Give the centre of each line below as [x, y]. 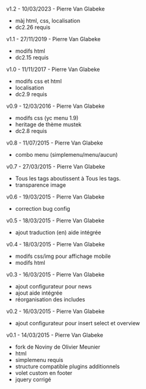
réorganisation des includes [50, 299]
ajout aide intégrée [39, 293]
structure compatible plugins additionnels [68, 366]
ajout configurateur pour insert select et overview [78, 323]
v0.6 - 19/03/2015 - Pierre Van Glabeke [56, 197]
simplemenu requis [39, 360]
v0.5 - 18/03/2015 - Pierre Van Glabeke [56, 221]
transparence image [40, 185]
